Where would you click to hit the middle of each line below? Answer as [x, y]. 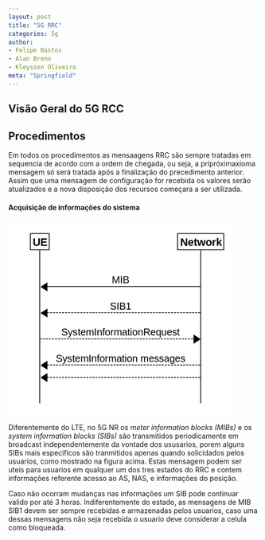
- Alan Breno [30, 59]
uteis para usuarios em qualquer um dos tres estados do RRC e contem [125, 470]
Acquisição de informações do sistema [74, 207]
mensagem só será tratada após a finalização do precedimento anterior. [126, 172]
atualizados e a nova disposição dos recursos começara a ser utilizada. [125, 189]
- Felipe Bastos [35, 51]
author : [21, 42]
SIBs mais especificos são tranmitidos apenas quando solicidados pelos [127, 453]
